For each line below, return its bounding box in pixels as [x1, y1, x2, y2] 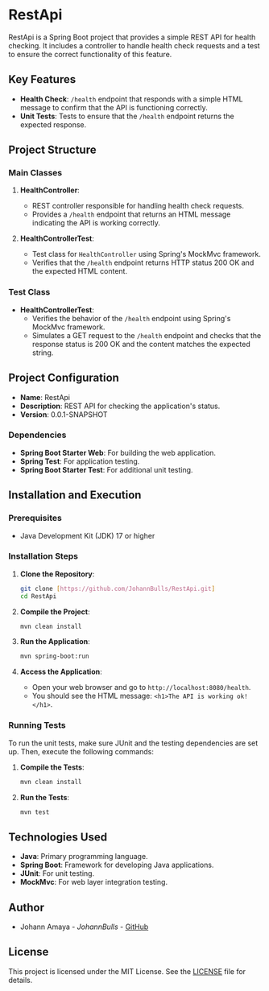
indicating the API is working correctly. [31, 218, 161, 228]
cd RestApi [19, 592, 57, 601]
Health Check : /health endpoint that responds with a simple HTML [19, 94, 243, 104]
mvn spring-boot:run [19, 652, 89, 661]
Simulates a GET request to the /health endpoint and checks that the [31, 330, 262, 340]
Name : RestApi [19, 392, 71, 402]
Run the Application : [19, 637, 90, 646]
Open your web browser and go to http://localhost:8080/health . [31, 683, 251, 692]
